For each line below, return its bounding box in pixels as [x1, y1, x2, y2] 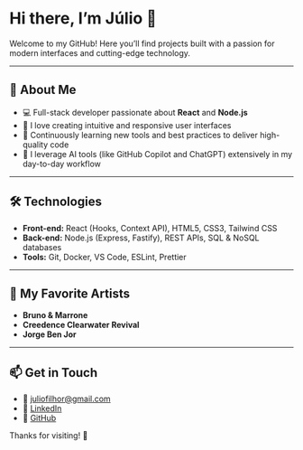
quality [22, 139, 49, 150]
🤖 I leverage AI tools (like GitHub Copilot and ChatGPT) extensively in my [22, 148, 293, 159]
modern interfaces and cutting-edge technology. [9, 47, 191, 58]
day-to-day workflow [22, 158, 102, 169]
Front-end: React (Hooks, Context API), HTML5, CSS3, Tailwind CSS [22, 222, 278, 233]
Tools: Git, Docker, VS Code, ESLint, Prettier [22, 251, 187, 262]
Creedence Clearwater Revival [22, 320, 140, 331]
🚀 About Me [9, 82, 77, 98]
